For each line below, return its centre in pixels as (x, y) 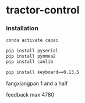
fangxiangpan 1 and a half (37, 83)
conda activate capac (32, 40)
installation (22, 29)
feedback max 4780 (30, 94)
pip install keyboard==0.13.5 (43, 72)
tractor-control (43, 10)
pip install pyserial (32, 51)
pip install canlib (30, 62)
